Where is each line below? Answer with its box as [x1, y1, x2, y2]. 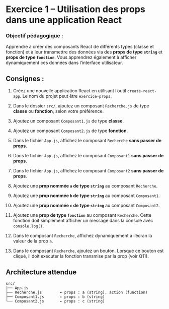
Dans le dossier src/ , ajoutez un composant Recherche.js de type [13, 103, 150, 109]
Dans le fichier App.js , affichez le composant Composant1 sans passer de [13, 153, 164, 159]
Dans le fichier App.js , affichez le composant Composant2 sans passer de [13, 168, 164, 174]
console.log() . [13, 223, 44, 229]
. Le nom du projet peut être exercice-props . [20, 93, 112, 99]
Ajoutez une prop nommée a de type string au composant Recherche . [13, 183, 158, 189]
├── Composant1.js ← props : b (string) [6, 294, 105, 299]
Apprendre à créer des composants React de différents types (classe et [6, 44, 154, 50]
